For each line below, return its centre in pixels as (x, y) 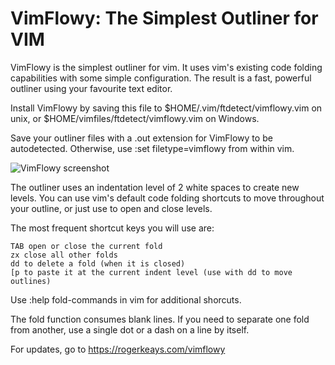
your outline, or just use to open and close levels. (111, 208)
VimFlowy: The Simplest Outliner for (164, 18)
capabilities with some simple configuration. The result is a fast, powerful (161, 78)
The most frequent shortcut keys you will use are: (112, 228)
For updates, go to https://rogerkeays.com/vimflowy (118, 349)
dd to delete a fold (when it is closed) (98, 263)
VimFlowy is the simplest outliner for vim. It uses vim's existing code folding (166, 67)
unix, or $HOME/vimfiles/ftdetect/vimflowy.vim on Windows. (135, 118)
